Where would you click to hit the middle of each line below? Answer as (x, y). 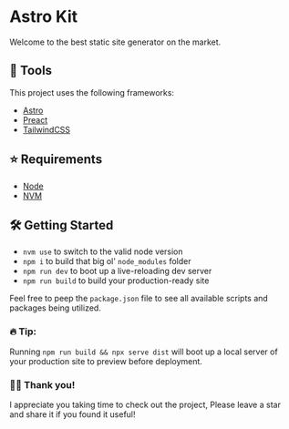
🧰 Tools (31, 71)
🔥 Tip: (23, 332)
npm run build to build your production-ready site (116, 281)
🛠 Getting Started (62, 225)
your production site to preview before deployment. (106, 361)
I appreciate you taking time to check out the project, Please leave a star (145, 404)
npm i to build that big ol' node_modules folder (107, 261)
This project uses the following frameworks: (92, 92)
